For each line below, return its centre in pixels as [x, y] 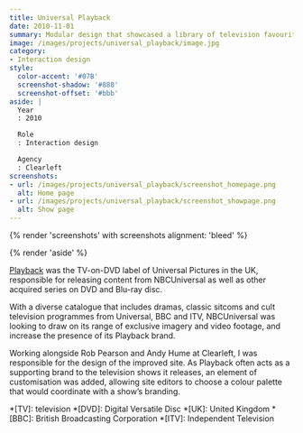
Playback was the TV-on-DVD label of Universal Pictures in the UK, [134, 270]
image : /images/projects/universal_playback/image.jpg [115, 43]
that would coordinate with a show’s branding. [95, 392]
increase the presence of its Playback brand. [92, 336]
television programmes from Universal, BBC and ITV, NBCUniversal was [142, 316]
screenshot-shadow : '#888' [68, 85]
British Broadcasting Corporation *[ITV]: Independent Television [155, 419]
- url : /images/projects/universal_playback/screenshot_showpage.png [143, 201]
